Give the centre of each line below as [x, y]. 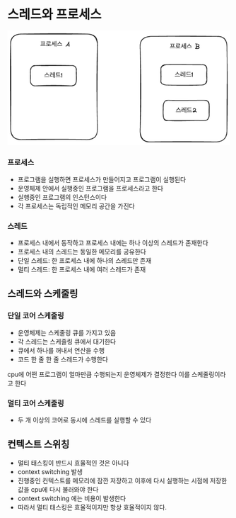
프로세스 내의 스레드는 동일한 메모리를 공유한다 [82, 252]
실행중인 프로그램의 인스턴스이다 [62, 197]
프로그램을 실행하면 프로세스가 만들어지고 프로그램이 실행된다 [102, 179]
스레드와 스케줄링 [43, 294]
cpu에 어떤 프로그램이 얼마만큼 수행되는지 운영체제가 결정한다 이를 [99, 374]
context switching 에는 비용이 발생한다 [72, 498]
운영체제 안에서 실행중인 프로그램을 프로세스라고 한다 [90, 188]
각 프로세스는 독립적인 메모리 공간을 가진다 [76, 205]
